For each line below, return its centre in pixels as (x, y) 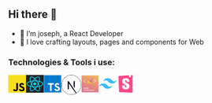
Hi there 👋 (33, 15)
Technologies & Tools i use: (62, 62)
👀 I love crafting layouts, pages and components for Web (112, 42)
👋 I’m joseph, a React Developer (71, 33)
